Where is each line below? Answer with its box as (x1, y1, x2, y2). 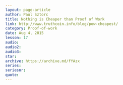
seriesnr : (5, 68, 26, 73)
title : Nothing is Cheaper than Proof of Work (5, 16, 105, 21)
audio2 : (5, 44, 22, 49)
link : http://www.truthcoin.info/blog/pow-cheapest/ (5, 21, 118, 26)
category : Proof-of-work (5, 26, 57, 31)
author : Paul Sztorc (5, 12, 49, 17)
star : (5, 53, 17, 59)
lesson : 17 (5, 35, 28, 40)
